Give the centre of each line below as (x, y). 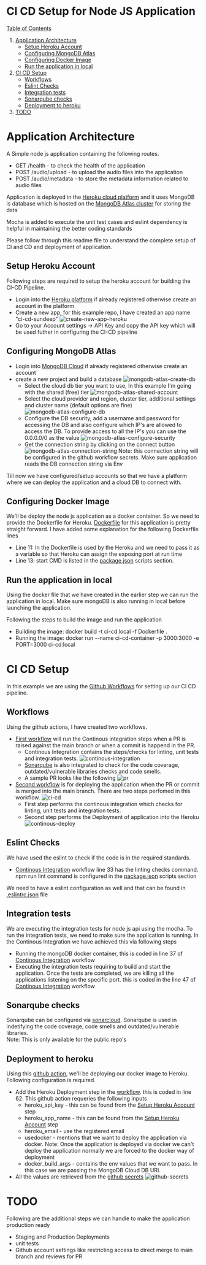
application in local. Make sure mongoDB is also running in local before (96, 601)
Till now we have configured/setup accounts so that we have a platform (97, 475)
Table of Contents (29, 28)
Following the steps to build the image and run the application (84, 620)
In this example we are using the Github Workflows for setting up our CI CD (101, 686)
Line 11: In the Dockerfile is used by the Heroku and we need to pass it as (107, 548)
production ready (28, 1225)
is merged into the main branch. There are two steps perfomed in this (103, 791)
